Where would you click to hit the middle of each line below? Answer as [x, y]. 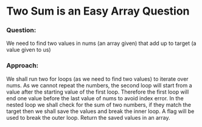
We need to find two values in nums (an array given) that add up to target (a [101, 43]
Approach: [23, 66]
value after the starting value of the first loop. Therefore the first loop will [98, 92]
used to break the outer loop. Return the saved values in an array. [88, 117]
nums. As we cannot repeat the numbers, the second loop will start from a [99, 85]
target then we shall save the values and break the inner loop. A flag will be [100, 111]
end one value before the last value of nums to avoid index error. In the [95, 98]
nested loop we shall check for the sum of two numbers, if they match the [99, 105]
